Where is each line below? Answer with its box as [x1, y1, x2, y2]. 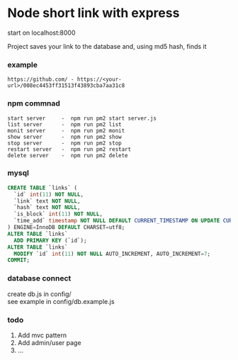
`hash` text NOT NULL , [13, 204, 81, 211]
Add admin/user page [17, 338, 81, 347]
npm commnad [7, 99, 60, 108]
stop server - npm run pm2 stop [7, 140, 122, 147]
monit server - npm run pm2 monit [7, 127, 125, 134]
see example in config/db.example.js [7, 297, 115, 305]
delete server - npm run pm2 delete [7, 152, 129, 159]
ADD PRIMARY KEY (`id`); [13, 237, 87, 244]
